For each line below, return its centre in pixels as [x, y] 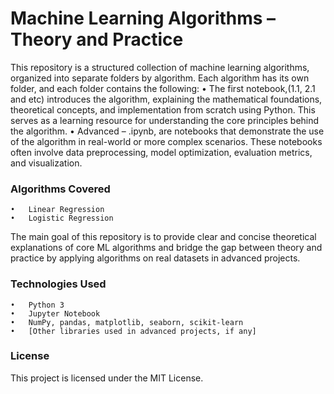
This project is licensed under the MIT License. [107, 378]
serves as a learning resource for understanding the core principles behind [165, 120]
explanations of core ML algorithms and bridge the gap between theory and [166, 248]
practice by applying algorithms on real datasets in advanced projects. [155, 258]
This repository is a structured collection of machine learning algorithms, [160, 67]
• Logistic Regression [62, 218]
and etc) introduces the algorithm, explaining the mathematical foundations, [166, 99]
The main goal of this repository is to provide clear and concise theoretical [163, 237]
